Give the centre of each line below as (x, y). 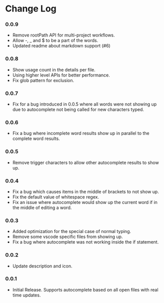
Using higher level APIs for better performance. (61, 75)
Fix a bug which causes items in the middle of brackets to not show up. (85, 191)
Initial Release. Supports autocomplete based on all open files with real (85, 289)
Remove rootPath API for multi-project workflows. (63, 35)
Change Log (31, 9)
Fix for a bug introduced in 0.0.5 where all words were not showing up (84, 104)
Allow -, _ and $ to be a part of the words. (55, 40)
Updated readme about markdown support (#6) (61, 46)
